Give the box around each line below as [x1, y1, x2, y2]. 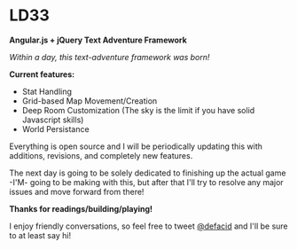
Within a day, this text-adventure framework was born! [9, 51, 210, 62]
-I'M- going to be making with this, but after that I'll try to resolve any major [9, 176, 284, 187]
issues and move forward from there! [9, 186, 145, 197]
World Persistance [21, 123, 90, 134]
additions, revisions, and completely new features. [9, 150, 193, 160]
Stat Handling [21, 86, 73, 97]
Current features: [9, 68, 75, 80]
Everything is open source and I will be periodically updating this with [9, 141, 263, 152]
